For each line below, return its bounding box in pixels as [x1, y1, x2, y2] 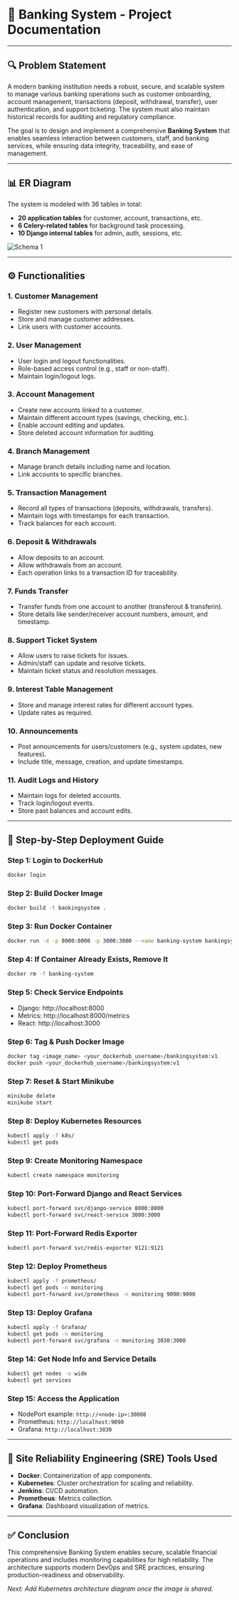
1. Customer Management [7, 291, 98, 301]
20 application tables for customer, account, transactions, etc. [17, 213, 203, 222]
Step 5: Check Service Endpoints [7, 988, 124, 998]
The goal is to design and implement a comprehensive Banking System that [7, 126, 230, 135]
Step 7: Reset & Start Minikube [7, 1076, 115, 1086]
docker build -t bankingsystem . [7, 905, 107, 912]
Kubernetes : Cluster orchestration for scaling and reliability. [17, 1479, 194, 1487]
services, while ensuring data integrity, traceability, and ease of [7, 141, 193, 150]
